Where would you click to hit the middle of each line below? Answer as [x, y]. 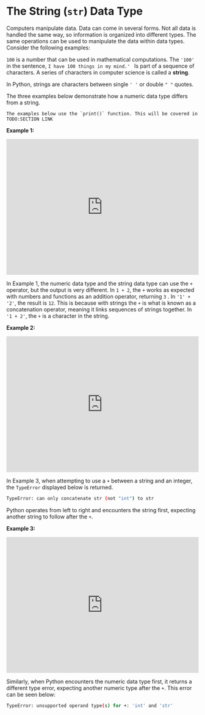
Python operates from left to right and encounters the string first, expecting [101, 510]
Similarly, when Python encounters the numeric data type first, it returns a [99, 681]
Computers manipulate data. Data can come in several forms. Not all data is [101, 28]
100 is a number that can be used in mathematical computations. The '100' [100, 59]
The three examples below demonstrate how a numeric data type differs [97, 96]
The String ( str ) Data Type [75, 11]
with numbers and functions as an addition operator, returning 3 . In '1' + [99, 296]
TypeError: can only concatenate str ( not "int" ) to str [80, 498]
